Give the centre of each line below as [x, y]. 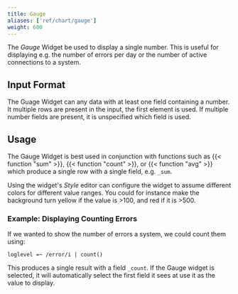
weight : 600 [25, 27]
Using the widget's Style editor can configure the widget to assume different [119, 185]
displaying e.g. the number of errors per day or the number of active [107, 55]
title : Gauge [27, 14]
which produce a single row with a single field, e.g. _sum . [90, 171]
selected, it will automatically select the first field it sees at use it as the [111, 276]
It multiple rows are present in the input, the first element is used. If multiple [118, 109]
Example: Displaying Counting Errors [72, 219]
